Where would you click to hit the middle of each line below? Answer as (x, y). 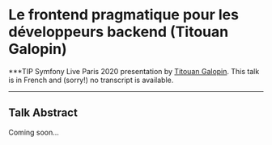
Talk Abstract (43, 113)
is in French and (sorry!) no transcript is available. (91, 80)
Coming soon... (34, 132)
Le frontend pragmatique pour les (123, 15)
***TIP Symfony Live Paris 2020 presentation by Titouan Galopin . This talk (134, 71)
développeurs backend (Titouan (119, 32)
